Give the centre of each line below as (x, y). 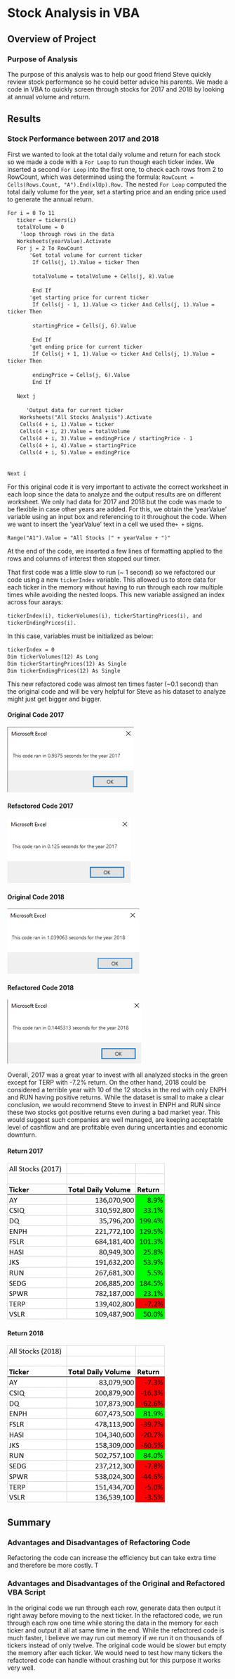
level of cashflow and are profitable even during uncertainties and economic (117, 1128)
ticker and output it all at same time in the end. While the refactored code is (116, 1630)
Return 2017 (25, 1151)
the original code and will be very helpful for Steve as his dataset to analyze (117, 691)
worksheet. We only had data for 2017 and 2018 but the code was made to (115, 501)
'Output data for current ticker (75, 410)
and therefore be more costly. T (53, 1566)
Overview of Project (52, 39)
